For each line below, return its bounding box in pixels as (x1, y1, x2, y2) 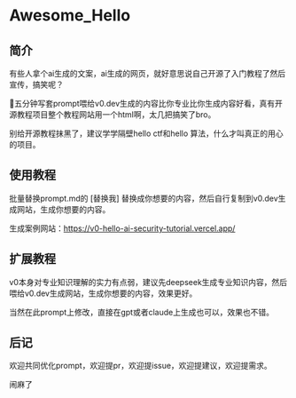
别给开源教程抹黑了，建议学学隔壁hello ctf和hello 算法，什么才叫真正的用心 (9, 128, 284, 139)
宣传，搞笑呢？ (9, 79, 64, 90)
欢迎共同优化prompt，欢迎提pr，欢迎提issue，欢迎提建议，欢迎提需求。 (9, 361, 272, 371)
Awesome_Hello (9, 5, 131, 26)
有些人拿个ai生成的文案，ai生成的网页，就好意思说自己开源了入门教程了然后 (9, 68, 286, 78)
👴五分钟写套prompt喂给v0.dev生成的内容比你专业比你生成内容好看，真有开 (9, 99, 284, 108)
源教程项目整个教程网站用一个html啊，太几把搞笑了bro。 (9, 109, 216, 120)
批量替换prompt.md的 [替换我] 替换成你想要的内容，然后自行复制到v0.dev (9, 193, 279, 203)
